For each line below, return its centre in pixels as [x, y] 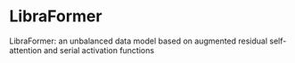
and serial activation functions [98, 50]
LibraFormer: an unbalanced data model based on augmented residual [139, 41]
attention [25, 50]
